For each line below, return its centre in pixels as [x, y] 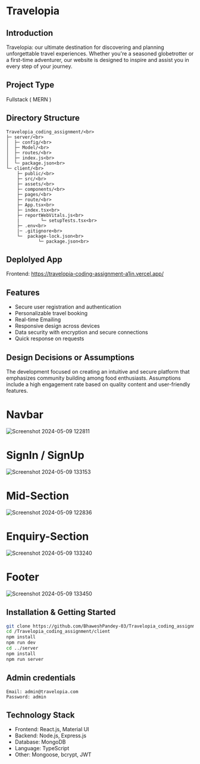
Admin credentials [41, 678]
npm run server [25, 659]
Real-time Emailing [38, 319]
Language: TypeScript [42, 749]
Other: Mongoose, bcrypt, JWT [53, 754]
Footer [23, 577]
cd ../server [22, 648]
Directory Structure [43, 118]
